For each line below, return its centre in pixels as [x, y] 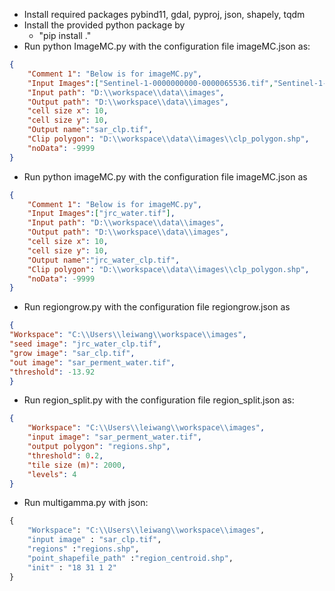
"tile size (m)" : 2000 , [77, 465]
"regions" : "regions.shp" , [83, 549]
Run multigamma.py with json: [86, 503]
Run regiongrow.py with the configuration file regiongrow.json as [157, 307]
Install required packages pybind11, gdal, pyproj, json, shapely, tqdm [164, 14]
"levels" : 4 [52, 474]
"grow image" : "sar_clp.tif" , [72, 353]
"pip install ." [65, 35]
